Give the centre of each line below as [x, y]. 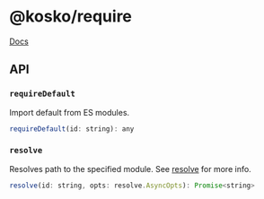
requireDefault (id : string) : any [72, 129]
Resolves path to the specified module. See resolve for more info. [130, 169]
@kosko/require [71, 17]
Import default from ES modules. [70, 112]
